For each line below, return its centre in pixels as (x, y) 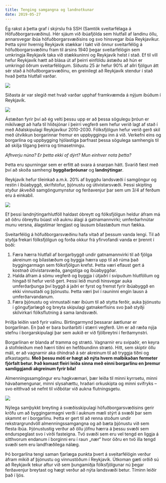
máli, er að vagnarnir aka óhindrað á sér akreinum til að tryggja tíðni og (77, 353)
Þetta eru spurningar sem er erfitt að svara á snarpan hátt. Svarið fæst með (82, 165)
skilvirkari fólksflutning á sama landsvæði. (55, 312)
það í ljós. (15, 475)
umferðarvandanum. (33, 297)
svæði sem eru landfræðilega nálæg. (43, 444)
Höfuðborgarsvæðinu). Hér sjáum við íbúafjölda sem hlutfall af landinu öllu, (82, 34)
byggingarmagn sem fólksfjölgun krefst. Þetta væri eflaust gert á (78, 265)
